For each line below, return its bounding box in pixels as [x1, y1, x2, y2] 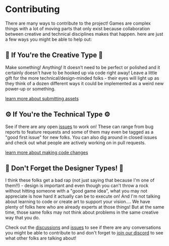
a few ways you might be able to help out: [5, 36, 92, 42]
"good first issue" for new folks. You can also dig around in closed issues [5, 134, 157, 140]
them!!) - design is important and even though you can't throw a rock [5, 182, 149, 189]
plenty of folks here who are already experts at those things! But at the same [5, 204, 164, 210]
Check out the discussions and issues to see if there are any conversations [5, 224, 161, 230]
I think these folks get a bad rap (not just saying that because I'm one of [5, 177, 155, 183]
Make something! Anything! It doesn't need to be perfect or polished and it [5, 64, 160, 70]
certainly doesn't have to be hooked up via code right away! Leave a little [5, 70, 157, 76]
